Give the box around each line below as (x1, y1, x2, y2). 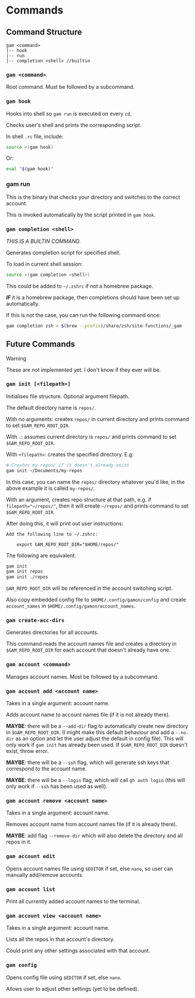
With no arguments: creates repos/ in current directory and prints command (6, 415, 189, 422)
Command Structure (6, 27, 82, 37)
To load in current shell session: (6, 260, 83, 268)
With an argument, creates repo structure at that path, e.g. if (6, 496, 152, 503)
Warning (6, 355, 26, 362)
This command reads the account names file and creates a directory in (6, 640, 177, 647)
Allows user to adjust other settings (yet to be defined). (6, 985, 139, 992)
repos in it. (6, 839, 32, 846)
